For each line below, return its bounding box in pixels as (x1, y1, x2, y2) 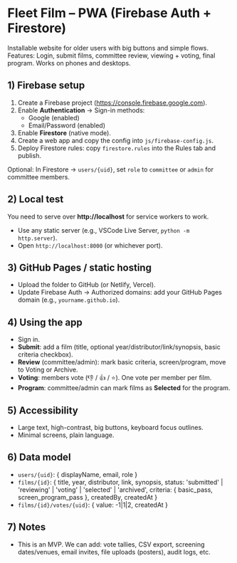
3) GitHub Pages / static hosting (7, 261, 152, 273)
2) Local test (7, 194, 64, 206)
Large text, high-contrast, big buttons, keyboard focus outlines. (17, 423, 204, 431)
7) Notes (7, 521, 46, 533)
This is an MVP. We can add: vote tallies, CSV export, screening (17, 540, 205, 549)
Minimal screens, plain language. (17, 431, 115, 439)
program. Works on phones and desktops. (7, 58, 131, 67)
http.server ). (17, 233, 58, 242)
